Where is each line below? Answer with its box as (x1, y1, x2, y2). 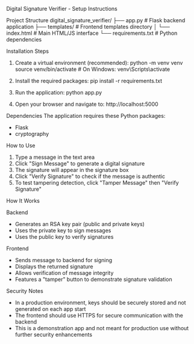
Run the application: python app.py (14, 89, 102, 96)
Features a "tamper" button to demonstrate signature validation (14, 276, 173, 283)
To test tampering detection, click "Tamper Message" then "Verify (14, 179, 179, 186)
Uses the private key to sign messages (14, 227, 111, 234)
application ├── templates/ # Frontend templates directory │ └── (6, 23, 170, 30)
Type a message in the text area (14, 153, 95, 161)
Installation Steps (6, 48, 49, 55)
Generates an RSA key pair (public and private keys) (14, 221, 145, 227)
